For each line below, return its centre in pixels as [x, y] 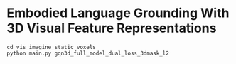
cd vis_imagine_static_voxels [52, 47]
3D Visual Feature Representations [112, 28]
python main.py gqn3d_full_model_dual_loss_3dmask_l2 [88, 53]
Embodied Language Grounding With [118, 13]
